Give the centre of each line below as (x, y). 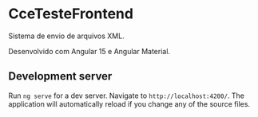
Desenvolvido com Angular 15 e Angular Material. (89, 51)
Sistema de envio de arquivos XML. (67, 36)
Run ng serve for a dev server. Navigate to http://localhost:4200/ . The (127, 96)
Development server (60, 76)
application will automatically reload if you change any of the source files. (129, 103)
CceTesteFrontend (71, 14)
